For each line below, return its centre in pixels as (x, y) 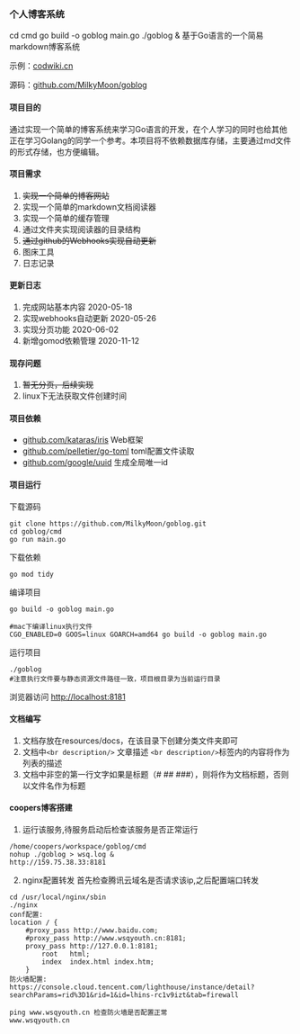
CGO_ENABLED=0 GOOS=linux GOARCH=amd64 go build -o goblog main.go (138, 634)
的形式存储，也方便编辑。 (57, 151)
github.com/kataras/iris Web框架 (83, 440)
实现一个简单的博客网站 (66, 195)
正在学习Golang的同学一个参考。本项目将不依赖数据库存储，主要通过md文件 (150, 140)
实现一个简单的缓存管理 (66, 218)
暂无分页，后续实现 (58, 385)
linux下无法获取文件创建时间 (75, 396)
